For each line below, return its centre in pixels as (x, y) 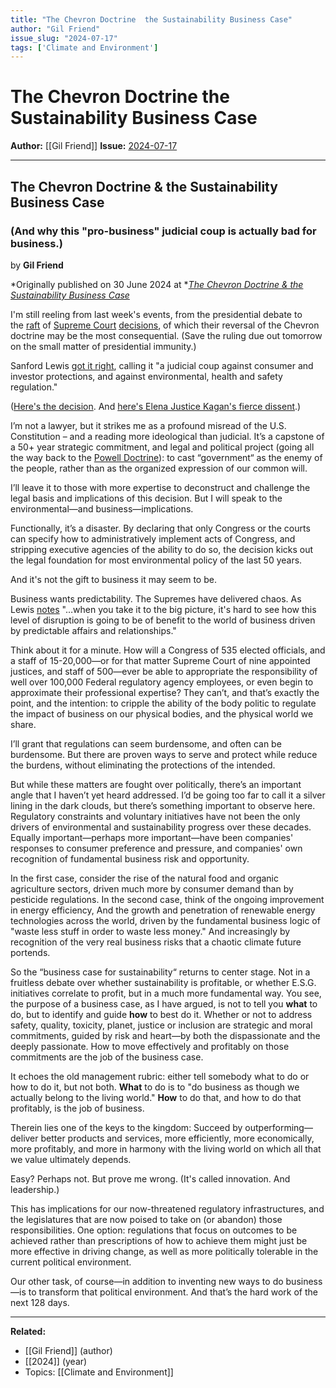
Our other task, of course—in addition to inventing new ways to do (147, 1281)
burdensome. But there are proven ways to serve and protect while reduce (164, 754)
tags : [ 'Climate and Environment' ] (84, 47)
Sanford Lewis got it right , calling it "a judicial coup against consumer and (162, 365)
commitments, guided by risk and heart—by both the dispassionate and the (165, 1035)
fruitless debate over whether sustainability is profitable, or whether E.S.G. (163, 982)
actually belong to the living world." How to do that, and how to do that (156, 1097)
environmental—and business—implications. (102, 508)
